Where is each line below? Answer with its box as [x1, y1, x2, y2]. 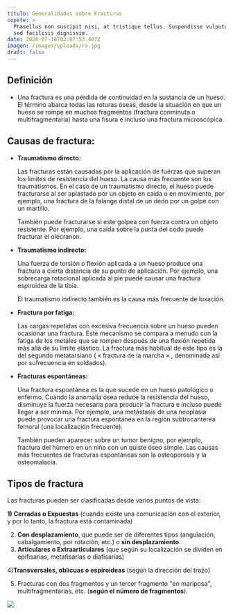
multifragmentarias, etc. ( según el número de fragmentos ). [17, 587, 189, 596]
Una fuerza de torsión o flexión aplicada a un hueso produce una [17, 259, 203, 267]
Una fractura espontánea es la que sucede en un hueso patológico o [17, 385, 214, 394]
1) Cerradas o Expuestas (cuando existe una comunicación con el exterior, [7, 509, 221, 518]
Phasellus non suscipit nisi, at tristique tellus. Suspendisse [13, 23, 203, 30]
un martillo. [17, 204, 50, 212]
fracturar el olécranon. [17, 232, 82, 240]
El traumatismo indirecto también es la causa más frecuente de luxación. [17, 294, 225, 303]
